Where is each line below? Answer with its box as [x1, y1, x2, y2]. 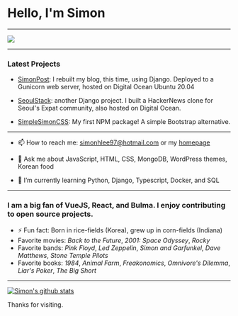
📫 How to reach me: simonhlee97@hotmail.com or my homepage [17, 138, 210, 147]
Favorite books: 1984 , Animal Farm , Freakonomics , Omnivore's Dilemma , [17, 259, 230, 267]
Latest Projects [7, 59, 61, 69]
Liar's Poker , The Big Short [17, 266, 97, 274]
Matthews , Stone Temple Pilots [17, 251, 108, 259]
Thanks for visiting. [7, 300, 64, 309]
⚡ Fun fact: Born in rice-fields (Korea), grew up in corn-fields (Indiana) [17, 225, 223, 235]
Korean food [17, 162, 55, 171]
